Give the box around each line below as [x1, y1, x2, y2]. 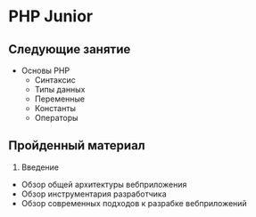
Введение [21, 162, 60, 173]
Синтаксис [34, 75, 77, 85]
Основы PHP [21, 65, 70, 76]
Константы [34, 103, 77, 113]
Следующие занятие [8, 42, 131, 57]
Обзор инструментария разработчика [21, 189, 167, 199]
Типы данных [34, 84, 86, 94]
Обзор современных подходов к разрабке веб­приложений [21, 197, 247, 208]
